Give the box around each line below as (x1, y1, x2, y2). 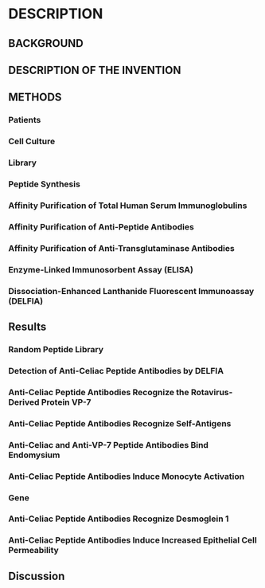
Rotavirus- (190, 386, 233, 398)
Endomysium (8, 449, 60, 461)
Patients (8, 115, 41, 126)
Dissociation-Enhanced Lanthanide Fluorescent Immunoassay (8, 285, 255, 296)
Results (8, 320, 47, 334)
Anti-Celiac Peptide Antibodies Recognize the (8, 386, 189, 398)
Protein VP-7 (41, 396, 92, 407)
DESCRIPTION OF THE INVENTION (8, 63, 181, 76)
